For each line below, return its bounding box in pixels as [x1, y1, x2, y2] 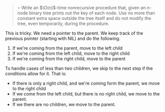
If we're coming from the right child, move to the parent [12, 56, 126, 62]
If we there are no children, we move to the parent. [12, 102, 116, 107]
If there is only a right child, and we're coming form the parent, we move [12, 80, 160, 86]
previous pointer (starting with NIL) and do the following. [5, 35, 120, 41]
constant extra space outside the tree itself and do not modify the [17, 15, 152, 21]
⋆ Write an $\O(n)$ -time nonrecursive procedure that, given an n [17, 5, 150, 10]
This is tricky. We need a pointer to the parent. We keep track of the [5, 30, 144, 36]
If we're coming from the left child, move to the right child [12, 50, 130, 56]
